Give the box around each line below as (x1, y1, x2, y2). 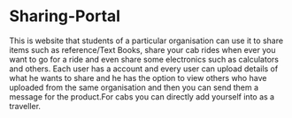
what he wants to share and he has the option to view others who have (9, 72, 267, 83)
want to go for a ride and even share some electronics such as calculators (9, 54, 279, 64)
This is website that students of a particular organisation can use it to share (9, 35, 284, 46)
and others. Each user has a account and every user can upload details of (9, 63, 279, 74)
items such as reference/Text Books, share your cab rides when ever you (9, 44, 276, 55)
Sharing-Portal (9, 6, 121, 26)
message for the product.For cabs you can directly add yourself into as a (9, 91, 275, 102)
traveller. (9, 100, 42, 111)
